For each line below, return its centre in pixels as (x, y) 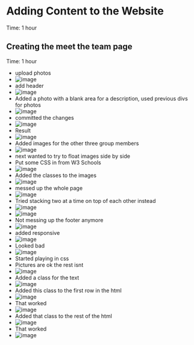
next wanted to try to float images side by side (73, 156)
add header (29, 85)
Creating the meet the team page (69, 47)
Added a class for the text (47, 278)
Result (23, 130)
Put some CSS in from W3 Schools (58, 162)
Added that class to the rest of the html (64, 316)
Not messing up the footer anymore (59, 220)
